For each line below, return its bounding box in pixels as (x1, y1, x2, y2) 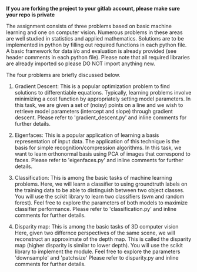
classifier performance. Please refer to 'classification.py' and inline (14, 206, 177, 212)
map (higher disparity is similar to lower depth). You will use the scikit (14, 242, 183, 249)
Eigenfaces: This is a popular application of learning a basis (14, 132, 159, 139)
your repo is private (6, 11, 55, 18)
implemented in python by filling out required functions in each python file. (6, 41, 187, 48)
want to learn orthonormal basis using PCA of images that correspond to (14, 150, 191, 157)
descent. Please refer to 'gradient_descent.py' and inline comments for (14, 114, 187, 121)
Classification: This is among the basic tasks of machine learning (14, 174, 172, 181)
